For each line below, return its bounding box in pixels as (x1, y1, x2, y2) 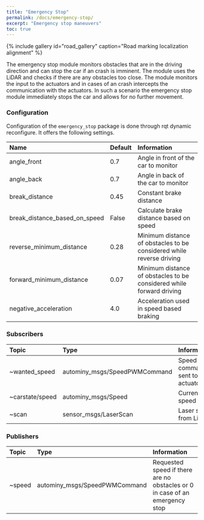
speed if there (152, 466, 193, 474)
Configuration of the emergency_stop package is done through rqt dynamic (6, 122, 192, 130)
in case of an (152, 488, 190, 497)
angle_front (9, 157, 42, 166)
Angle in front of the (137, 153, 195, 162)
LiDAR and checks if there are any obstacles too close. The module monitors (6, 74, 198, 81)
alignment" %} (6, 49, 42, 57)
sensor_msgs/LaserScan (63, 410, 134, 418)
